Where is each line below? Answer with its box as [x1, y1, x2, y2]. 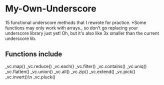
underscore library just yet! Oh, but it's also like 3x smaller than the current [5, 30, 159, 36]
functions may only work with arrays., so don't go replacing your [5, 24, 138, 30]
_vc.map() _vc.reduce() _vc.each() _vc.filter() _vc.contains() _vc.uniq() [5, 63, 147, 69]
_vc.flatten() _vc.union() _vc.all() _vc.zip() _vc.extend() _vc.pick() [5, 68, 136, 74]
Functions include [5, 50, 62, 58]
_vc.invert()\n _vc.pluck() [5, 73, 56, 80]
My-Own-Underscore [5, 3, 96, 14]
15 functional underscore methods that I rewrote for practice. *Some [5, 19, 146, 25]
